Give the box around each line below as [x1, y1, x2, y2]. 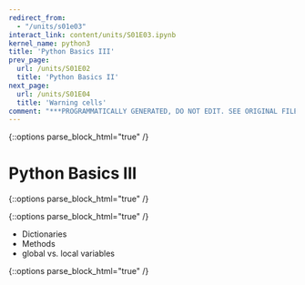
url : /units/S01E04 [16, 89, 91, 98]
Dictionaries [21, 229, 67, 239]
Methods [21, 239, 56, 249]
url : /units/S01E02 [16, 65, 91, 74]
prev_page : [8, 56, 50, 65]
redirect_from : [8, 13, 66, 23]
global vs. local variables [21, 248, 116, 260]
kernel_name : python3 [8, 38, 91, 48]
